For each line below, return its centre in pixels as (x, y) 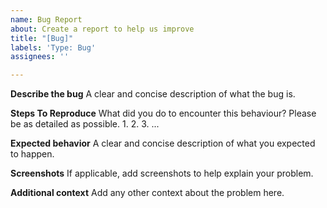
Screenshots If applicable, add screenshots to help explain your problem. (162, 173)
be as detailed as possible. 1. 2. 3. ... (85, 124)
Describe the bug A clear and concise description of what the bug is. (153, 94)
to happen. (32, 154)
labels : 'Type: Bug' (53, 47)
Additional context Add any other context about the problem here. (147, 193)
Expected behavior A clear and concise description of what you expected (163, 143)
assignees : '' (40, 57)
